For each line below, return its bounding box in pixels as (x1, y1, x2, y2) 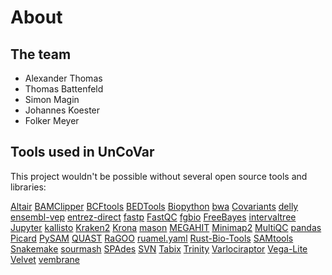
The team (10, 46, 72, 63)
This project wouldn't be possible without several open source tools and (10, 170, 308, 182)
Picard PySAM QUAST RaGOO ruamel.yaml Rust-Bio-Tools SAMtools (10, 232, 294, 244)
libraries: (10, 181, 47, 193)
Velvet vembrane (10, 253, 81, 265)
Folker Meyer (24, 115, 80, 126)
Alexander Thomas (24, 72, 103, 84)
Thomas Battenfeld (24, 83, 104, 95)
